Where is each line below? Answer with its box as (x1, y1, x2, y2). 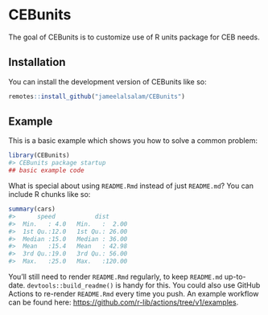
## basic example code (8, 166, 85, 174)
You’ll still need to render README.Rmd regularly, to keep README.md (8, 272, 223, 282)
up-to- (224, 272, 246, 282)
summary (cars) (8, 205, 56, 214)
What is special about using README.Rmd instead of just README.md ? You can (8, 181, 254, 190)
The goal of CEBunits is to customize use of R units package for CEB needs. (8, 32, 260, 42)
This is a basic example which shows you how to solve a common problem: (8, 136, 258, 145)
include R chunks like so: (8, 190, 91, 199)
